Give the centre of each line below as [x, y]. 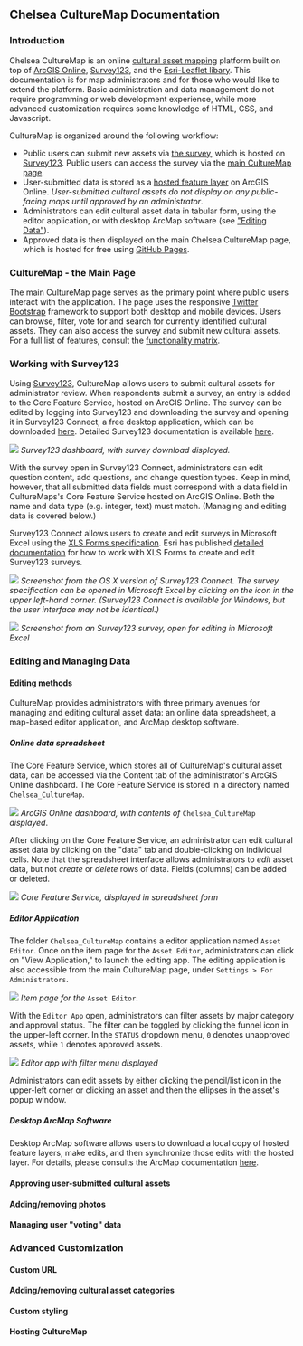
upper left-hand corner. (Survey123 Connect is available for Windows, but [147, 600]
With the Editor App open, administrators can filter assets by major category [152, 1016]
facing [34, 201]
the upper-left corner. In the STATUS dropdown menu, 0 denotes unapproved [150, 1035]
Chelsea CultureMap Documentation [114, 15]
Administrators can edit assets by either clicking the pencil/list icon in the [146, 1081]
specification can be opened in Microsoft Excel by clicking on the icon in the [151, 591]
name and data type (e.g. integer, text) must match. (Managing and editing [148, 507]
